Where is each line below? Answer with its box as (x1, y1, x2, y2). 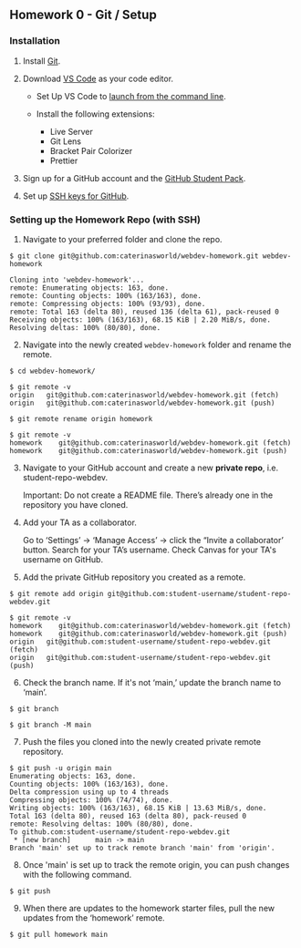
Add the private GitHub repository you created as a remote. (22, 572, 246, 582)
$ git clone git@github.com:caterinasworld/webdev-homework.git (9, 251, 259, 261)
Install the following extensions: (36, 108, 155, 119)
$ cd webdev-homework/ (9, 366, 96, 376)
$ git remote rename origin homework (9, 414, 153, 423)
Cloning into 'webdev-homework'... (9, 275, 145, 284)
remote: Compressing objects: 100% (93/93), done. (9, 299, 206, 308)
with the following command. (22, 869, 132, 880)
